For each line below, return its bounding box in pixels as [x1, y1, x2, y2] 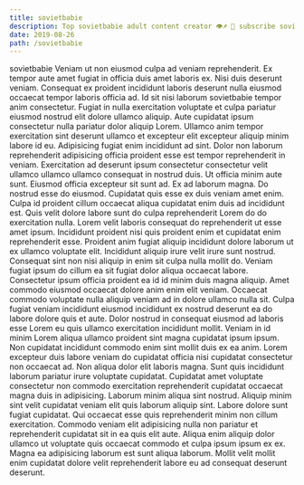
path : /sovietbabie [9, 38, 83, 48]
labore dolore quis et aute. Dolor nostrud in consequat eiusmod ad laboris [9, 313, 284, 324]
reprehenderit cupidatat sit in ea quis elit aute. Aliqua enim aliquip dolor [9, 429, 275, 440]
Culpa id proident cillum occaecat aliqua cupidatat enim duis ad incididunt [9, 198, 285, 209]
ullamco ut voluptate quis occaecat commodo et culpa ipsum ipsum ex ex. [9, 438, 286, 449]
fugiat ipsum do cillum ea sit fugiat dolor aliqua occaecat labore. [9, 265, 249, 276]
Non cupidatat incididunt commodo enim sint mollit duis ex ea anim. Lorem [9, 342, 288, 353]
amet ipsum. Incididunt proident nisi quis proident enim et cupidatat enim [9, 227, 281, 238]
